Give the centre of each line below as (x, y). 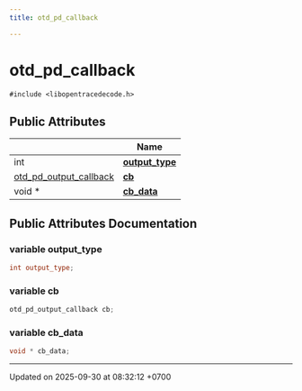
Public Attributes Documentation (103, 223)
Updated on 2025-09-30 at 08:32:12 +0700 (90, 377)
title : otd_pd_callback (54, 18)
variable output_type (56, 249)
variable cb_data (46, 332)
